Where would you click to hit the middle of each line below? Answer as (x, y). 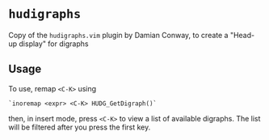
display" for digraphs (54, 44)
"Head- (242, 35)
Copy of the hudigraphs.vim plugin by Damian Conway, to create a (118, 35)
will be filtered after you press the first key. (80, 127)
